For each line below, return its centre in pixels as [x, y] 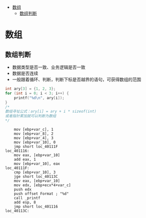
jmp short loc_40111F [36, 146]
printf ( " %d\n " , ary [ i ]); [39, 98]
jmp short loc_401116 [36, 207]
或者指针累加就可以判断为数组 [31, 116]
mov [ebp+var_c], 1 [34, 129]
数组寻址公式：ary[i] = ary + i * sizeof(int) [51, 112]
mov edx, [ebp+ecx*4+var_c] [42, 185]
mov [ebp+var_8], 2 [34, 134]
